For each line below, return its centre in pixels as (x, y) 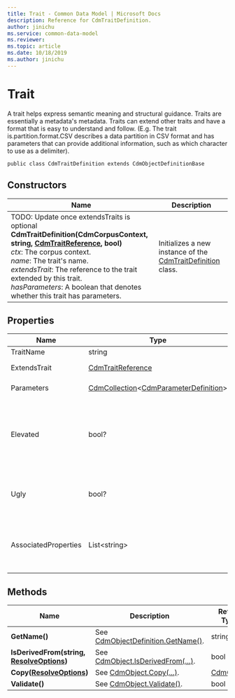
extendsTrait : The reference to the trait (74, 269)
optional (24, 225)
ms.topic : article (34, 46)
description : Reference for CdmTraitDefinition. (79, 20)
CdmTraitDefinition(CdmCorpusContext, (79, 234)
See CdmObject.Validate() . (139, 684)
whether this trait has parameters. (66, 295)
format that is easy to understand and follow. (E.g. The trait (92, 128)
